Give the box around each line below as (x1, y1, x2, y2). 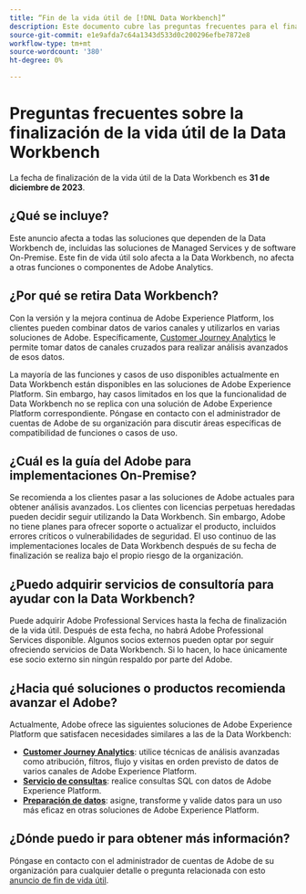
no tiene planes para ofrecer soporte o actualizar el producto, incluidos (9, 521, 276, 532)
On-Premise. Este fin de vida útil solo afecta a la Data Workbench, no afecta (9, 252, 294, 263)
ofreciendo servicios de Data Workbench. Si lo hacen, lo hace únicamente (9, 645, 288, 656)
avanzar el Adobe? (9, 695, 118, 710)
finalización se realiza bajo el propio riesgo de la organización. (9, 550, 244, 562)
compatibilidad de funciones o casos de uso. (9, 426, 178, 438)
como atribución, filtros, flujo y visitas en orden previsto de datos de (22, 756, 280, 767)
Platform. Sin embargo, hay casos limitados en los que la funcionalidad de (9, 388, 287, 399)
